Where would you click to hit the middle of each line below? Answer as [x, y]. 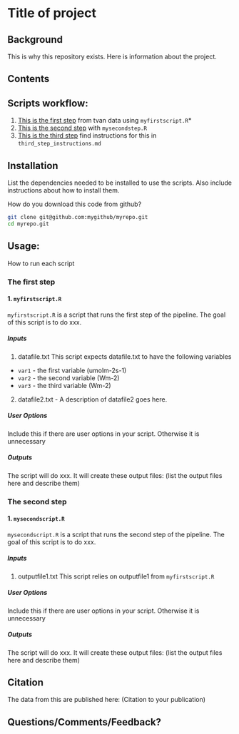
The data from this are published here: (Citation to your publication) [106, 700]
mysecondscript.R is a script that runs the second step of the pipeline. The [116, 534]
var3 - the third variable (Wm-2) [65, 385]
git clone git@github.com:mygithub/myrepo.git [78, 218]
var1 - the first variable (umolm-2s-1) [72, 370]
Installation [33, 165]
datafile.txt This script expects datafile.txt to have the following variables [124, 356]
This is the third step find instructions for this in [87, 136]
